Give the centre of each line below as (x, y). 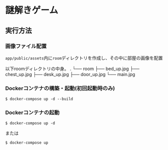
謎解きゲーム (32, 10)
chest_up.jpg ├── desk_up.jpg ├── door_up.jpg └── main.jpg (70, 74)
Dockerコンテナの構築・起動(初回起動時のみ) (60, 88)
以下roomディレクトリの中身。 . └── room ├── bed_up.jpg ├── (72, 68)
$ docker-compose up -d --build (39, 99)
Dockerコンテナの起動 (32, 113)
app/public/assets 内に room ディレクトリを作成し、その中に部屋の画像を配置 (84, 58)
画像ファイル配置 (26, 46)
